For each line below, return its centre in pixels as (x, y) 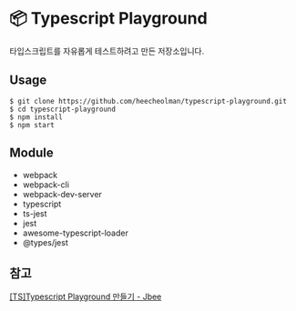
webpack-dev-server (62, 194)
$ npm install (36, 117)
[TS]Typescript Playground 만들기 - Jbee (86, 296)
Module (31, 153)
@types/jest (45, 242)
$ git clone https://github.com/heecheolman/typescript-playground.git (148, 101)
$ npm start (32, 125)
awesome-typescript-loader (76, 233)
